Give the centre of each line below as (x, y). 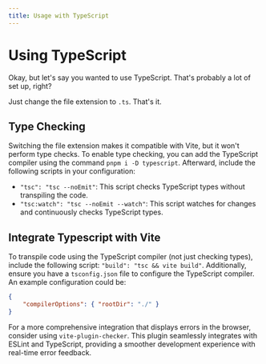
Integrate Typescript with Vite (85, 237)
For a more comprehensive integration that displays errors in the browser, (129, 327)
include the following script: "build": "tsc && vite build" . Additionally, (127, 266)
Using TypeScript (67, 55)
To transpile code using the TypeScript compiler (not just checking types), (131, 257)
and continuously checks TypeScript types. (91, 212)
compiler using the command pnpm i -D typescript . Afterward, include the (132, 163)
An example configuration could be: (67, 282)
